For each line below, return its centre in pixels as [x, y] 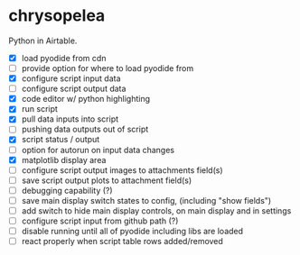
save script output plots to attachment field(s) [107, 180]
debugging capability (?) [67, 190]
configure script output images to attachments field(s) [122, 170]
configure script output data [74, 89]
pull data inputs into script [70, 119]
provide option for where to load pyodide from [108, 68]
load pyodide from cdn [64, 58]
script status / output [61, 140]
